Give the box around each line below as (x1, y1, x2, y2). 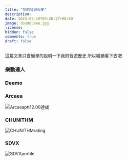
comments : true (5, 35, 36, 39)
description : (5, 12, 32, 17)
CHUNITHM (5, 116, 33, 123)
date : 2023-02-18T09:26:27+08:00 (5, 16, 73, 21)
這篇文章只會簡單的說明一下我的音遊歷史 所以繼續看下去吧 (5, 53, 122, 58)
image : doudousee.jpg (5, 20, 49, 26)
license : (5, 25, 23, 30)
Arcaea (5, 92, 23, 99)
